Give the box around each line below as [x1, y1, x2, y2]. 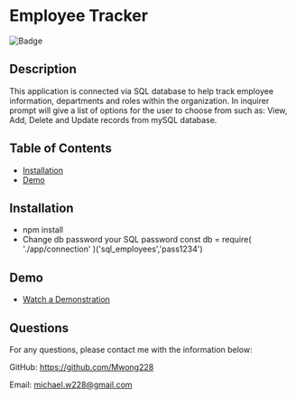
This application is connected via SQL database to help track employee [9, 85, 273, 96]
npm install [22, 224, 64, 235]
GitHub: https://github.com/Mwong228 [9, 362, 154, 372]
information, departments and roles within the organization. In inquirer [9, 95, 270, 106]
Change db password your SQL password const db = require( [22, 234, 252, 245]
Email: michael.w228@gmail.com [9, 379, 133, 390]
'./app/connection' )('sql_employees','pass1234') [22, 243, 203, 254]
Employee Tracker [9, 5, 149, 26]
